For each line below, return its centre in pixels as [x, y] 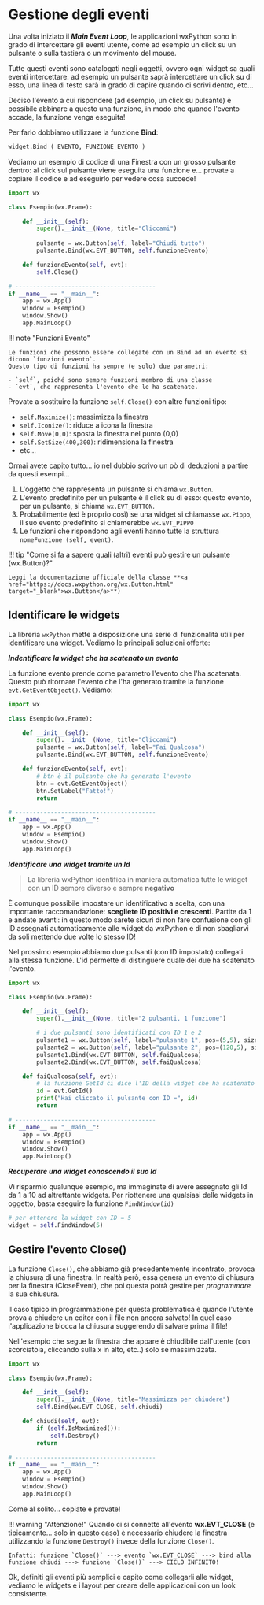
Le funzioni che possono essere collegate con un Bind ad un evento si [128, 352]
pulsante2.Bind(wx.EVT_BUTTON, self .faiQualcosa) [119, 1062]
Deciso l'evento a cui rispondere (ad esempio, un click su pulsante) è [120, 100]
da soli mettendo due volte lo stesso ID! [72, 936]
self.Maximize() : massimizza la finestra [84, 417]
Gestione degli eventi [79, 15]
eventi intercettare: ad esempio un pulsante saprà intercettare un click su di [130, 76]
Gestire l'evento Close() [68, 1250]
